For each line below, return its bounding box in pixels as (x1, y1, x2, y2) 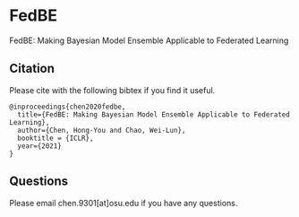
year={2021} (17, 141, 63, 151)
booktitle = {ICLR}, (17, 134, 94, 143)
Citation (9, 61, 56, 76)
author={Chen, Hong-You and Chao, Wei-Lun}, (17, 126, 186, 135)
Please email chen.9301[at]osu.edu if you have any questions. (9, 197, 238, 208)
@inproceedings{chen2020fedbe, (9, 102, 126, 111)
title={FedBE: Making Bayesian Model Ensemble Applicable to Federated (17, 109, 291, 119)
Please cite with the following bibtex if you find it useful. (9, 84, 216, 95)
